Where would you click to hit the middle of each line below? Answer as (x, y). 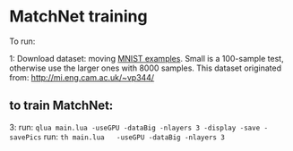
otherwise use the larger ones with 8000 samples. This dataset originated (146, 68)
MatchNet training (78, 17)
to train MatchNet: (61, 106)
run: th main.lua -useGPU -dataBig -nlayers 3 (134, 137)
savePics (26, 137)
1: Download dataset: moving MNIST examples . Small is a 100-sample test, (146, 58)
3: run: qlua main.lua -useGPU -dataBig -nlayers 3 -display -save (135, 127)
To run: (22, 41)
